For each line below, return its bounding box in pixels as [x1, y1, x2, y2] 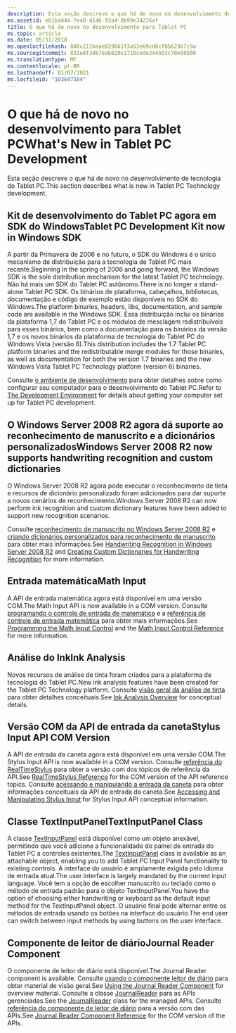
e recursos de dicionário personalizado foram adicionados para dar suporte [7, 488, 226, 497]
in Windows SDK [7, 232, 82, 243]
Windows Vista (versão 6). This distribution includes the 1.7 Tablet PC [7, 340, 206, 348]
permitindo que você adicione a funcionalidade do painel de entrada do [7, 842, 214, 850]
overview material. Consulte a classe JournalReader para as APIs [7, 989, 196, 997]
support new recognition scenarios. [7, 511, 110, 519]
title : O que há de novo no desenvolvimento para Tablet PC [7, 23, 188, 30]
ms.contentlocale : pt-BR [7, 63, 80, 70]
